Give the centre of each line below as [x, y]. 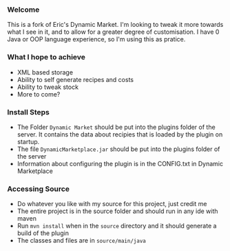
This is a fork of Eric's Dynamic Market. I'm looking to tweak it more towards [115, 25]
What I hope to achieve [46, 57]
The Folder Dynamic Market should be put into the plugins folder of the [116, 127]
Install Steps [29, 112]
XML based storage [45, 72]
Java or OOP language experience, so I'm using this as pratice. [96, 39]
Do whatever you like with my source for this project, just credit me [112, 204]
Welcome [23, 10]
